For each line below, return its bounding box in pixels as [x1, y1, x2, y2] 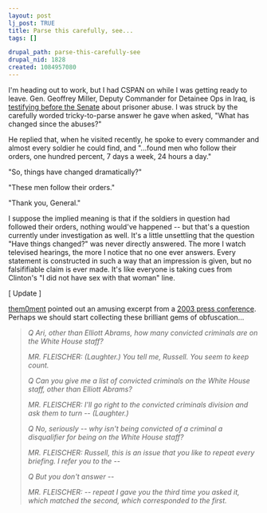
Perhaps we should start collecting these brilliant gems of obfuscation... [8, 312, 245, 322]
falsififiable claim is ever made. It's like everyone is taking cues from [8, 264, 233, 274]
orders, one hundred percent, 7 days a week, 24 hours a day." [8, 151, 212, 161]
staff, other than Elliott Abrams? [27, 384, 133, 394]
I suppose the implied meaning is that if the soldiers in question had [8, 213, 230, 223]
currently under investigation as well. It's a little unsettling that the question [8, 230, 255, 240]
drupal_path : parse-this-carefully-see [8, 49, 141, 57]
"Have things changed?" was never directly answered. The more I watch [8, 239, 246, 249]
